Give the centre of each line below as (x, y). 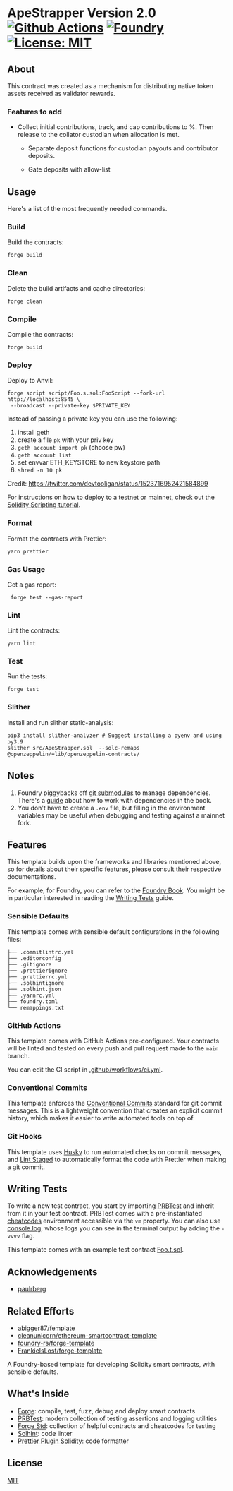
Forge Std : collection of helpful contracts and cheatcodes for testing (116, 1426)
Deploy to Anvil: (30, 381)
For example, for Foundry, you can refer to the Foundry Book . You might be (116, 890)
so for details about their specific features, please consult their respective (114, 869)
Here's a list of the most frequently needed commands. (87, 209)
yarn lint (22, 644)
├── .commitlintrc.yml (40, 952)
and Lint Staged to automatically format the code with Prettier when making (117, 1159)
